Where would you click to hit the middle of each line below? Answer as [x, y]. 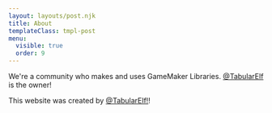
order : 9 [30, 53]
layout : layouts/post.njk [52, 16]
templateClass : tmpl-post [52, 31]
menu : [17, 38]
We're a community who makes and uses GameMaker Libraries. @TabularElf [136, 76]
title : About [30, 23]
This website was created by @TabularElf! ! [80, 100]
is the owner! [30, 85]
